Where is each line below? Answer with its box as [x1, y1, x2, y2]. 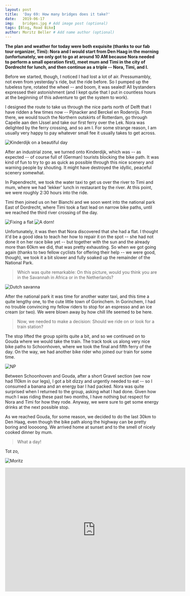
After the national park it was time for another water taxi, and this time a [5, 293, 149, 299]
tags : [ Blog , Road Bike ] [5, 25, 56, 30]
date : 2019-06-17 [5, 16, 45, 21]
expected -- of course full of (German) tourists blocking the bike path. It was [5, 154, 159, 160]
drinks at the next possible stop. [5, 405, 70, 410]
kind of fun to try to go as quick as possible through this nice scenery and [5, 160, 154, 165]
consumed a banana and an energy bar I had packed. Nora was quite [5, 383, 144, 389]
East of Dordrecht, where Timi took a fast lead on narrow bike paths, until [5, 204, 152, 210]
